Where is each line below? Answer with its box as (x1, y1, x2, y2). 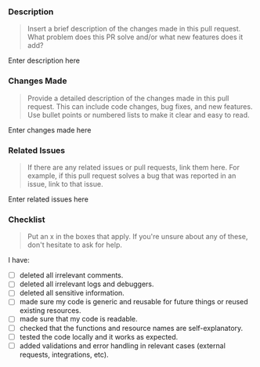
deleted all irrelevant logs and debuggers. (19, 279, 154, 289)
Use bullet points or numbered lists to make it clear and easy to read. (27, 110, 250, 119)
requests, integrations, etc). (19, 350, 109, 359)
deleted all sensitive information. (19, 289, 125, 298)
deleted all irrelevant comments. (19, 271, 124, 280)
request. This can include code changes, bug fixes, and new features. (27, 101, 253, 111)
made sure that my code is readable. (19, 314, 139, 324)
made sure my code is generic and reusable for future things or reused (19, 297, 248, 307)
